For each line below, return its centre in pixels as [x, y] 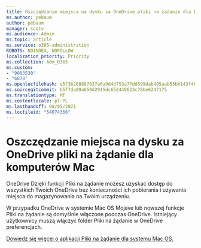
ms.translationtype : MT [36, 95]
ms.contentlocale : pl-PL [37, 101]
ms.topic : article [29, 40]
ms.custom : [20, 67]
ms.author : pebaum [29, 17]
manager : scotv [25, 28]
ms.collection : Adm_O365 [37, 62]
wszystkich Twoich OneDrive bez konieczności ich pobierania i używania [96, 190]
